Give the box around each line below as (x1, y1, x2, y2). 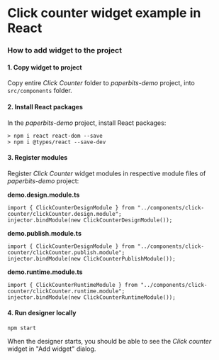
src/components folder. (7, 87, 72, 95)
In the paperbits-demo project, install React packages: (7, 119, 167, 127)
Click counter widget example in (7, 5, 201, 21)
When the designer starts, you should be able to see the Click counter (7, 337, 212, 345)
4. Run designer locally (7, 309, 77, 317)
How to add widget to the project (7, 45, 123, 55)
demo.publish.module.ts (7, 229, 82, 237)
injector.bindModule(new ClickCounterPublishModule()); (7, 255, 176, 262)
